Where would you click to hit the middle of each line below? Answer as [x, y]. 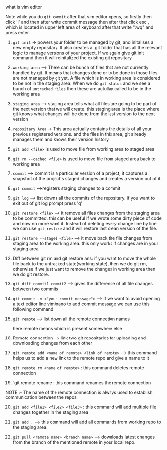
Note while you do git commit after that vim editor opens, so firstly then [79, 17]
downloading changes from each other [53, 343]
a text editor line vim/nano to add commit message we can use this [81, 304]
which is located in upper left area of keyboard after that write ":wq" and [80, 27]
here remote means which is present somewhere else [68, 328]
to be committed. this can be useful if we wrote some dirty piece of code [87, 218]
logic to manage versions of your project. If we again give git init [78, 53]
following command [33, 309]
